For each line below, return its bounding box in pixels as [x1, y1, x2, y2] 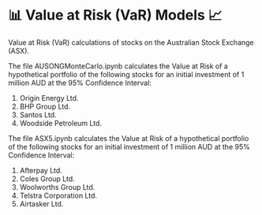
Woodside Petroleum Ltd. [19, 118, 103, 128]
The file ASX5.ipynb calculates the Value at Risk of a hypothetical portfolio [8, 133, 249, 143]
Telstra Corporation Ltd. [19, 191, 97, 200]
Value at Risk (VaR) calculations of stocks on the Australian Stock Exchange [8, 37, 254, 47]
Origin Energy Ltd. [19, 93, 79, 102]
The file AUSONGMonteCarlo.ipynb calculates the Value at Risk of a [8, 61, 229, 71]
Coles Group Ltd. [19, 174, 75, 183]
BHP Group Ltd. [19, 102, 71, 111]
